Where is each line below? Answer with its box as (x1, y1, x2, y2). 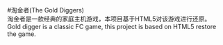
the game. (7, 30, 36, 38)
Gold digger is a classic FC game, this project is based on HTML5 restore (7, 23, 217, 30)
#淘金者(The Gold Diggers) (7, 6, 85, 14)
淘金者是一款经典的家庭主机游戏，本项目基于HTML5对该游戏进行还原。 (7, 15, 211, 23)
